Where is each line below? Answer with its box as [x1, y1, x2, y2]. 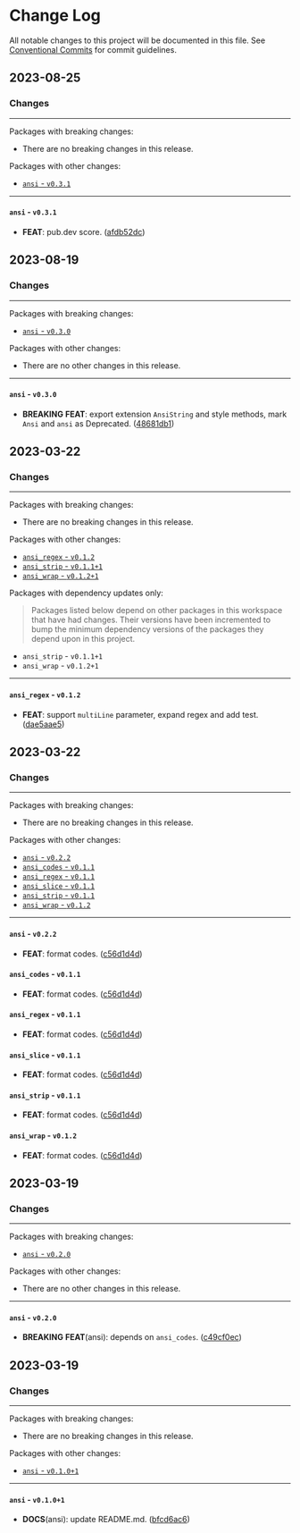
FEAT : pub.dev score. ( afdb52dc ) [21, 226, 146, 237]
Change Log [9, 5, 101, 26]
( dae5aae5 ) [21, 719, 65, 729]
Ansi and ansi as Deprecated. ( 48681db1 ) [21, 417, 175, 429]
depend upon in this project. [30, 634, 136, 644]
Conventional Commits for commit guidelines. [9, 44, 177, 55]
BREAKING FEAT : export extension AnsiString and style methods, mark [21, 409, 287, 419]
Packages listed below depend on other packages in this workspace [30, 605, 283, 616]
